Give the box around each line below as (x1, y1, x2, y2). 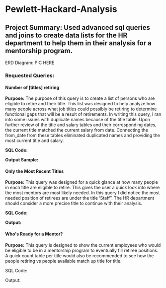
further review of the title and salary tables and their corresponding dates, (5, 122, 157, 128)
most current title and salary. (5, 138, 64, 144)
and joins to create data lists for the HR (5, 31, 128, 39)
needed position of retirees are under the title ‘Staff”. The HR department (5, 195, 155, 201)
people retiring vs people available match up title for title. (5, 258, 122, 264)
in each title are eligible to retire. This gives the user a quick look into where (5, 185, 160, 191)
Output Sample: (5, 157, 39, 163)
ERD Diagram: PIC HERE (5, 60, 55, 66)
